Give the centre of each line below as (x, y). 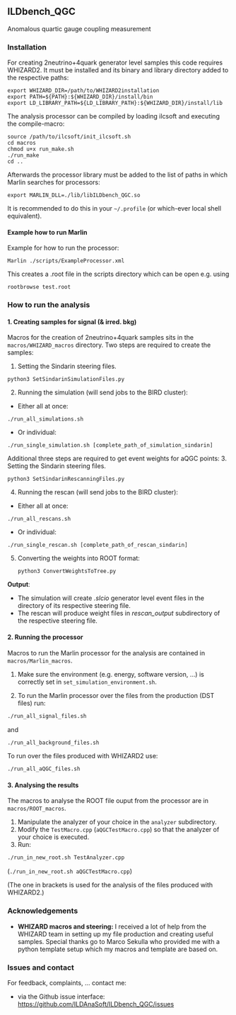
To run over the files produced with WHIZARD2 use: (83, 756)
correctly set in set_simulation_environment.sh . (87, 682)
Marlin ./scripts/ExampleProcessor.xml (66, 261)
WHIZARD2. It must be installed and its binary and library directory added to (118, 70)
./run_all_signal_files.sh (47, 716)
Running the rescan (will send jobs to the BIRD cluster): (98, 492)
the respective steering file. (57, 621)
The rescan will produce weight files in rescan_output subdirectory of (119, 614)
